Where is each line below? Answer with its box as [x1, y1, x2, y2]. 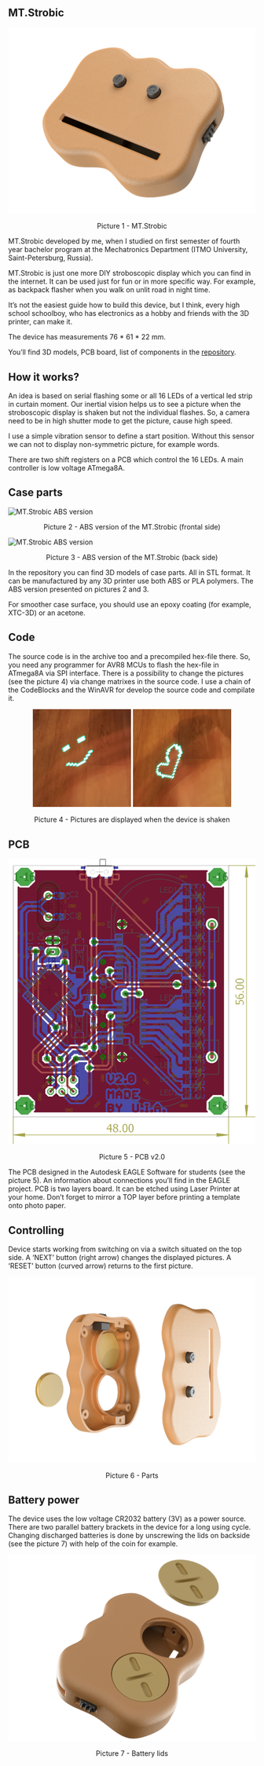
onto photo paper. [8, 1201, 67, 1211]
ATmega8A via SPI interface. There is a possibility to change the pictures [8, 668, 244, 678]
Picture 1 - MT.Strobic [97, 222, 167, 231]
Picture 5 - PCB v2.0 [98, 1152, 166, 1162]
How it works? [8, 370, 80, 383]
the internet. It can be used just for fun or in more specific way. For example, [8, 277, 256, 286]
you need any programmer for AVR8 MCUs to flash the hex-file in [8, 660, 220, 669]
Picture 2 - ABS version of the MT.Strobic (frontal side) [42, 522, 222, 531]
